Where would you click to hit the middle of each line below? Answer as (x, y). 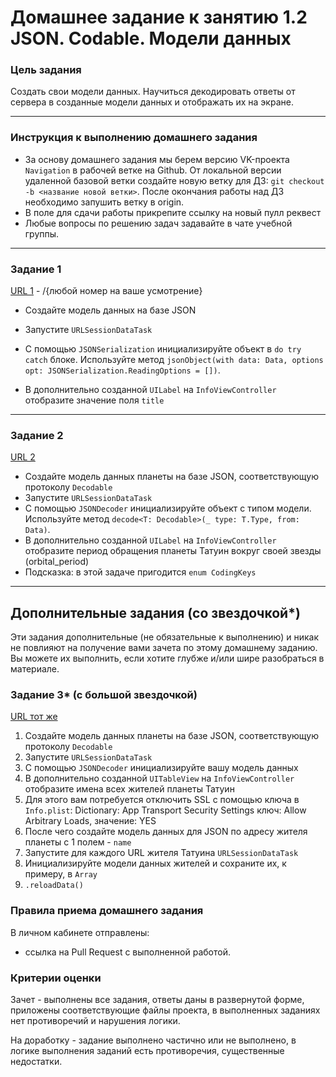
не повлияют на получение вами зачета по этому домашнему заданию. (164, 648)
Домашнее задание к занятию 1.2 (159, 17)
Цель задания (46, 70)
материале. (35, 669)
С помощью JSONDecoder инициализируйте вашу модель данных (161, 768)
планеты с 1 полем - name (78, 842)
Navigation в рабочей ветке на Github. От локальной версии (153, 170)
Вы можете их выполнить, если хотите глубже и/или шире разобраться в (167, 658)
